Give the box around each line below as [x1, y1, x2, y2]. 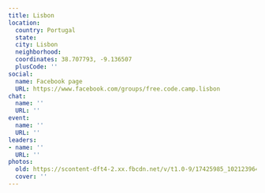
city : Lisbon [15, 41, 58, 49]
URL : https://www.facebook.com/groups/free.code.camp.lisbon [15, 84, 221, 93]
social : [8, 70, 34, 78]
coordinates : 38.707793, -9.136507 [15, 56, 132, 64]
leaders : [8, 135, 37, 144]
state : [15, 33, 37, 42]
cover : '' [15, 173, 47, 181]
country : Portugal [15, 26, 77, 34]
